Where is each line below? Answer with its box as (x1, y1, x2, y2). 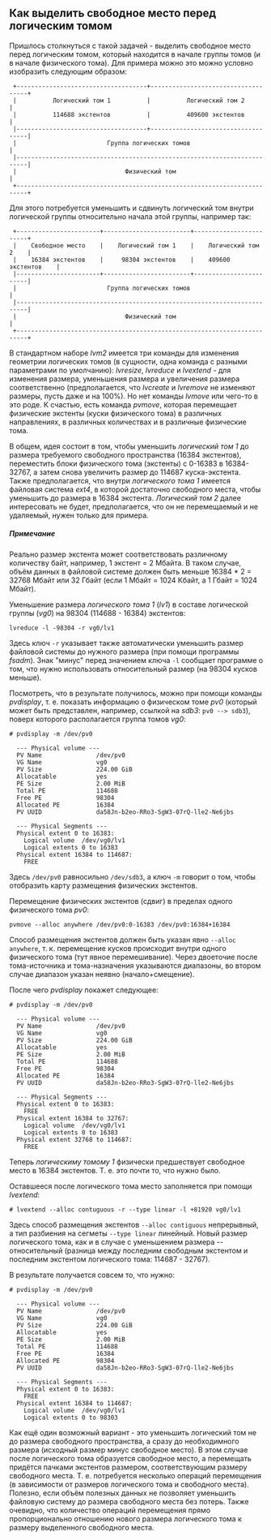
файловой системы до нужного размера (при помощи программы (9, 647, 239, 656)
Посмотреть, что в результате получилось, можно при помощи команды (9, 688, 262, 698)
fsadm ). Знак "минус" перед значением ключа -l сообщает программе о (9, 655, 264, 665)
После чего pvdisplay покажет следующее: (9, 985, 159, 995)
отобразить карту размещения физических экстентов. (9, 880, 197, 890)
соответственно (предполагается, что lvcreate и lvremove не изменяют (9, 382, 256, 392)
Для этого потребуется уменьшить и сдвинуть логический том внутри (9, 203, 254, 213)
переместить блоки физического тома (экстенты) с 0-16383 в (9, 458, 223, 468)
